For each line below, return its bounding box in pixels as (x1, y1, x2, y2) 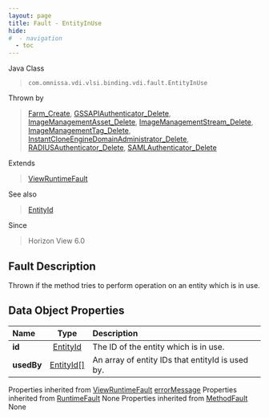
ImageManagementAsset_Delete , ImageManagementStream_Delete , (27, 117, 254, 127)
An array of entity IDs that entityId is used (92, 354, 249, 365)
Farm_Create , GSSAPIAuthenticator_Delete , (27, 109, 171, 119)
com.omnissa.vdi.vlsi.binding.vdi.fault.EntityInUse (27, 79, 208, 87)
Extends (8, 158, 36, 168)
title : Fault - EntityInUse (8, 19, 102, 27)
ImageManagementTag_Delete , (27, 126, 131, 136)
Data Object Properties (8, 304, 125, 318)
